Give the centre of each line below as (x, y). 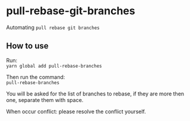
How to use (27, 46)
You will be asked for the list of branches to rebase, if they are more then (95, 94)
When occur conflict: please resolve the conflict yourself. (76, 112)
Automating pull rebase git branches (53, 27)
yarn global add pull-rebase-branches (54, 66)
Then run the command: (36, 77)
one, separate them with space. (45, 100)
